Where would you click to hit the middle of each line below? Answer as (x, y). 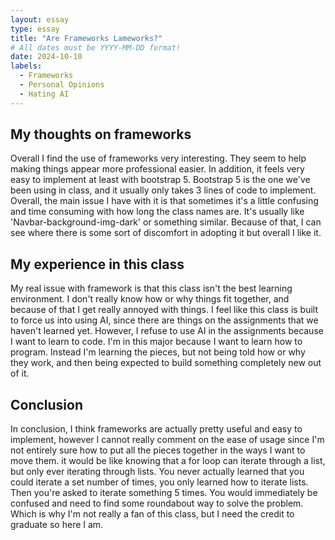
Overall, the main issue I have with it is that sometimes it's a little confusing (164, 201)
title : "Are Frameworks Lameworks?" (86, 38)
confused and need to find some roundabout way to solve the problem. (157, 503)
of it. (20, 373)
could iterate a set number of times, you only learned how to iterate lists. (159, 482)
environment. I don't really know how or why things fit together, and (150, 299)
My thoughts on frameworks (101, 134)
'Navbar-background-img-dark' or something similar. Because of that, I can (166, 222)
